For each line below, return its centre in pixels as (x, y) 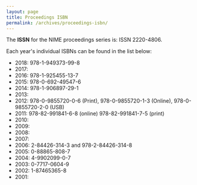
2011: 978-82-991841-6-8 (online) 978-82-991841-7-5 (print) (90, 113)
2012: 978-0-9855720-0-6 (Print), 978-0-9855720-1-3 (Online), (94, 101)
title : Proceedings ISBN (37, 17)
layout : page (22, 12)
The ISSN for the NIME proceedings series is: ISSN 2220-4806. (84, 40)
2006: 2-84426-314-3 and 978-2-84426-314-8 (73, 145)
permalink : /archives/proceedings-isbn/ (57, 23)
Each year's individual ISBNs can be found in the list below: (79, 51)
